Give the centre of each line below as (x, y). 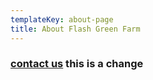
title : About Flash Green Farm (75, 29)
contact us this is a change (77, 64)
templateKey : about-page (62, 19)
